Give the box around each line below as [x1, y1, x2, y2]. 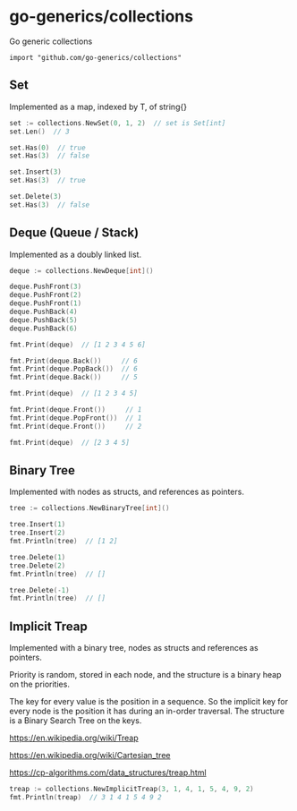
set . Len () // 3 [9, 127, 70, 136]
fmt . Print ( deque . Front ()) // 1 [9, 405, 142, 414]
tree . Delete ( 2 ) [9, 561, 66, 570]
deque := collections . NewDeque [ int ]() [9, 266, 154, 275]
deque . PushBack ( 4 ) [9, 307, 78, 317]
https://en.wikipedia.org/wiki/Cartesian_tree [9, 750, 171, 761]
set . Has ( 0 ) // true [9, 143, 87, 152]
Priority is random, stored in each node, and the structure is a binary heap [9, 670, 282, 680]
